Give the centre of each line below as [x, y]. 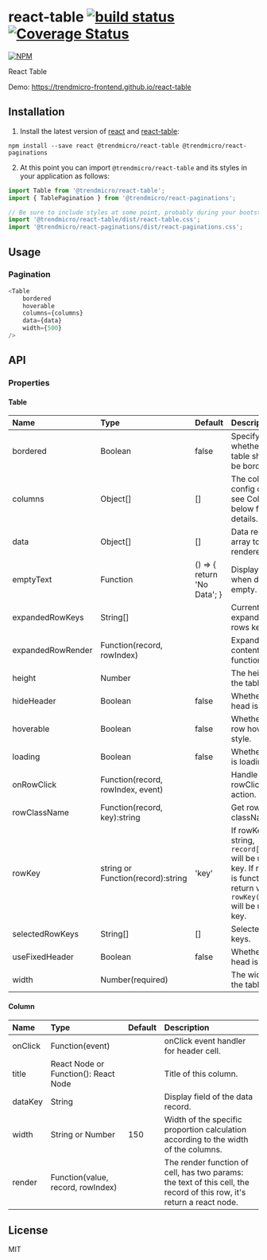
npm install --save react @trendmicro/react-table [94, 146]
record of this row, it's [205, 1192]
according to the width [206, 1139]
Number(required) [134, 980]
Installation [37, 112]
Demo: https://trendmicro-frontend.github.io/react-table [100, 87]
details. [244, 519]
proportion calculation [205, 1129]
